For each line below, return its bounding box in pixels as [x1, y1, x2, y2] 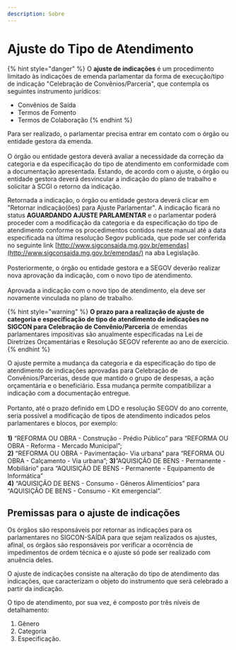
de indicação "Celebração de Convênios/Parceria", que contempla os [7, 79, 210, 88]
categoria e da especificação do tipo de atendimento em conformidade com [7, 159, 229, 168]
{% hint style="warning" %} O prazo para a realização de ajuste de [7, 307, 205, 316]
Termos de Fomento [17, 108, 76, 117]
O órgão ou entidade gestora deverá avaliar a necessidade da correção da [7, 152, 224, 160]
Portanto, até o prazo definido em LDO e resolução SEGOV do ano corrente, [7, 404, 228, 412]
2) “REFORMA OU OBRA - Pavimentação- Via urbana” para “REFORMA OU [7, 449, 225, 457]
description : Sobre [7, 10, 65, 18]
